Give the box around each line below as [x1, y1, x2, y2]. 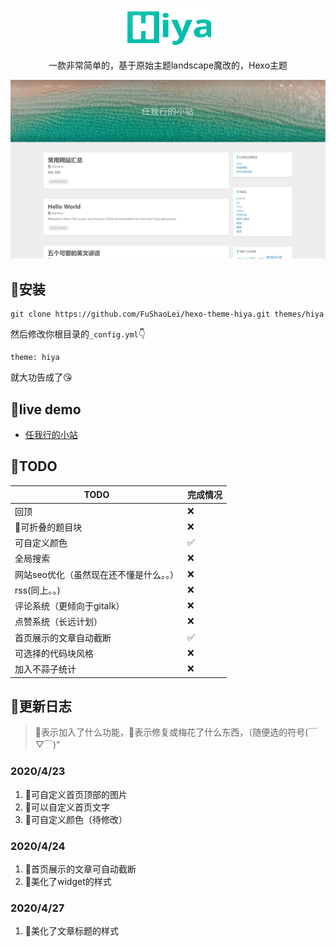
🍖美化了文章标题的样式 [24, 925, 119, 937]
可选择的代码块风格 [14, 647, 94, 659]
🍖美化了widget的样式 [24, 876, 112, 888]
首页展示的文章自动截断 [14, 631, 112, 643]
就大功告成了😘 [10, 371, 73, 383]
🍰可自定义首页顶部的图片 [24, 788, 128, 800]
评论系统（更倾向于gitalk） [14, 600, 125, 612]
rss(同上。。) [14, 584, 61, 596]
